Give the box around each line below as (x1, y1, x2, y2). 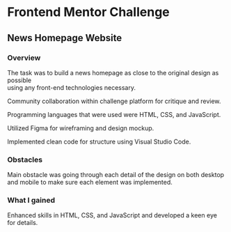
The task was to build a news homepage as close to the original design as (7, 68, 219, 77)
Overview (7, 53, 41, 63)
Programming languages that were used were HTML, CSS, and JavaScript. (7, 110, 221, 118)
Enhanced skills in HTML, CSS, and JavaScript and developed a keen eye (7, 211, 218, 219)
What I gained (7, 196, 56, 206)
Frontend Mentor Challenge (7, 4, 170, 20)
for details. (7, 219, 38, 227)
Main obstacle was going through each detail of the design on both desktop (7, 171, 225, 179)
